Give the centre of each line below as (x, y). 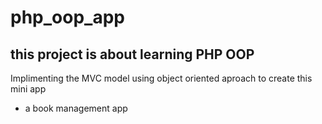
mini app (28, 89)
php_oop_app (67, 17)
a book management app (76, 108)
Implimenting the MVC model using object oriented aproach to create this (161, 78)
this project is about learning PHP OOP (132, 54)
